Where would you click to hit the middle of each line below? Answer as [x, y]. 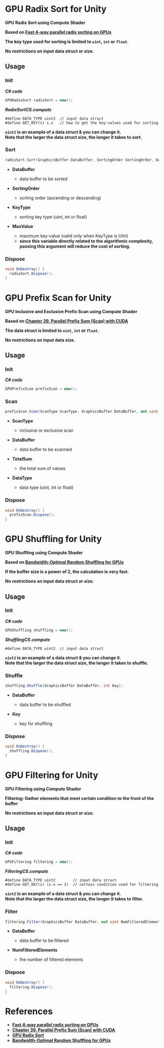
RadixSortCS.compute [29, 109]
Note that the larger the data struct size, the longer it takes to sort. [74, 137]
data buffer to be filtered [44, 941]
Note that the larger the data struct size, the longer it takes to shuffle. [77, 663]
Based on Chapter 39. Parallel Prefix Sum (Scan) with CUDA [67, 321]
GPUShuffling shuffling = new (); [39, 630]
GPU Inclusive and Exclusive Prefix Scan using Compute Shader [71, 311]
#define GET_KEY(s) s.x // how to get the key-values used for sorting [82, 123]
